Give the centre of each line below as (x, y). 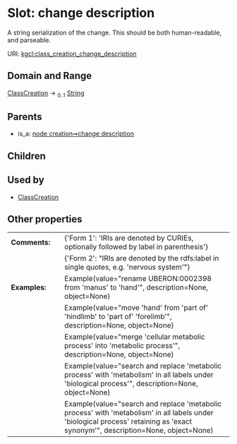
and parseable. (29, 40)
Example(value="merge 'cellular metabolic (135, 337)
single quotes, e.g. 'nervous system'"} (127, 268)
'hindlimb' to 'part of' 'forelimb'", (119, 317)
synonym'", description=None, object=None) (139, 431)
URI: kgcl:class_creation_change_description (72, 54)
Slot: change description (81, 13)
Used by (26, 180)
